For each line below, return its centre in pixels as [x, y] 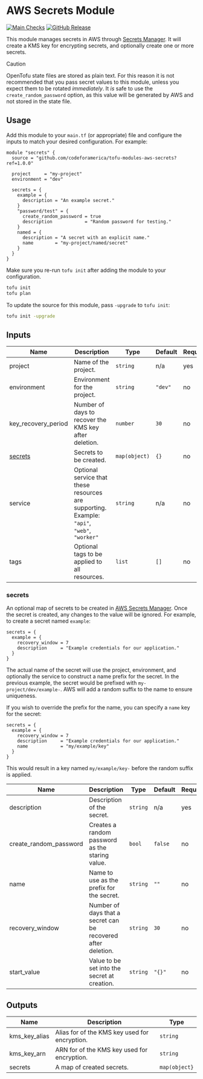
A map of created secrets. [92, 1067]
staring [99, 855]
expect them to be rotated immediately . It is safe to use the [79, 88]
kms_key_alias [29, 1037]
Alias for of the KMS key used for [102, 1032]
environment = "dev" [37, 179]
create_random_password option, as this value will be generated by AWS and [100, 95]
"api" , [82, 523]
